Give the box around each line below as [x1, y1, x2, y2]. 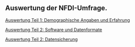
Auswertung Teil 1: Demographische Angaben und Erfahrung [5, 17, 130, 23]
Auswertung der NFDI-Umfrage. [5, 4, 107, 12]
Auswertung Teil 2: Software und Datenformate [5, 27, 102, 33]
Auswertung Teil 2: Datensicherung [5, 36, 78, 42]
